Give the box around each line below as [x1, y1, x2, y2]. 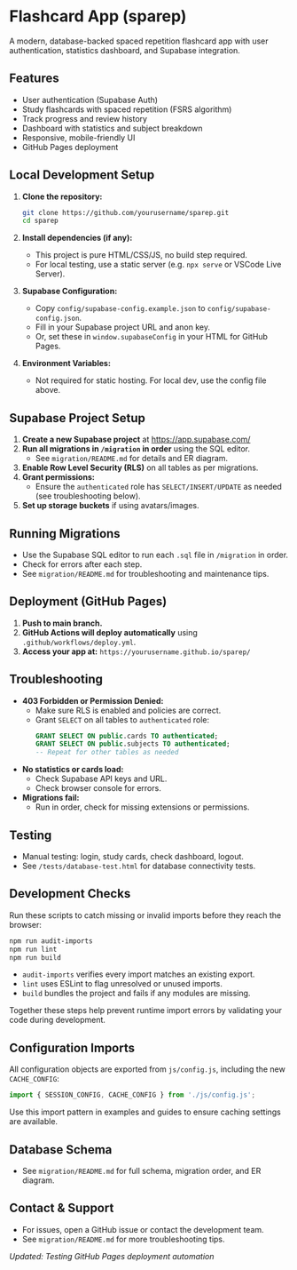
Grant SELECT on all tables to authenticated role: [35, 714, 210, 725]
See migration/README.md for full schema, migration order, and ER [21, 1165, 262, 1176]
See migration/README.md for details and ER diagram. [35, 453, 229, 464]
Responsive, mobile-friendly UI [21, 132, 136, 143]
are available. [9, 1116, 59, 1127]
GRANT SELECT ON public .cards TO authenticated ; [35, 731, 219, 740]
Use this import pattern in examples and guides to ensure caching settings [9, 1106, 282, 1117]
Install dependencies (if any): [21, 233, 133, 244]
